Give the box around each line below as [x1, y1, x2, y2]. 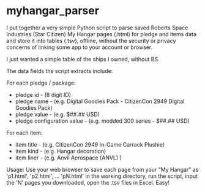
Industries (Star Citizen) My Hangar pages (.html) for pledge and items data [6, 30, 197, 37]
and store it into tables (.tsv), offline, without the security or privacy [6, 37, 176, 44]
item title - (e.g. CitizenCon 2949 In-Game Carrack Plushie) [15, 140, 165, 148]
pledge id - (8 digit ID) [15, 91, 72, 98]
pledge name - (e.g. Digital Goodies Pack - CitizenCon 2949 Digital [15, 98, 185, 105]
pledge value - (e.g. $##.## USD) [15, 110, 100, 118]
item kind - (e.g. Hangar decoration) [15, 147, 106, 155]
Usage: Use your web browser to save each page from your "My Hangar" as [6, 166, 199, 173]
